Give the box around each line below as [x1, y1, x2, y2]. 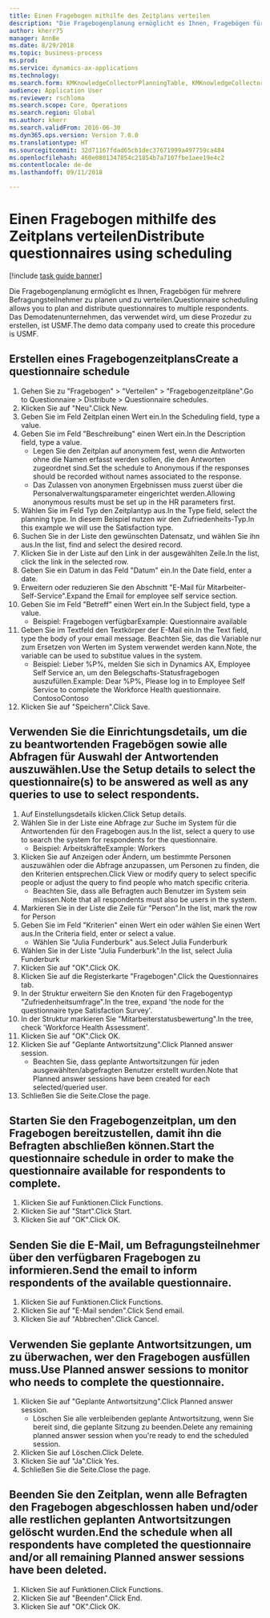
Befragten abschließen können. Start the [9, 1139, 215, 1152]
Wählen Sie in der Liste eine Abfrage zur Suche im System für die [20, 817, 237, 827]
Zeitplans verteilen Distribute [9, 227, 205, 246]
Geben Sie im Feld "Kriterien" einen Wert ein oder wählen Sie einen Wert [20, 920, 261, 930]
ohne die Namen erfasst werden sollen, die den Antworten [32, 454, 226, 464]
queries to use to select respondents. [9, 788, 199, 801]
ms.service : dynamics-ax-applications [9, 64, 139, 72]
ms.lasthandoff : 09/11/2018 [9, 169, 103, 177]
